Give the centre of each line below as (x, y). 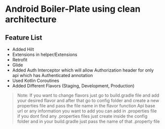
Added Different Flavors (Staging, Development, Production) (73, 86)
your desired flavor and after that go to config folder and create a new (88, 101)
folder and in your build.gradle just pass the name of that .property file (88, 121)
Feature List (24, 38)
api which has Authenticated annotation (52, 75)
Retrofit (20, 60)
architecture (31, 19)
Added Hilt (23, 49)
